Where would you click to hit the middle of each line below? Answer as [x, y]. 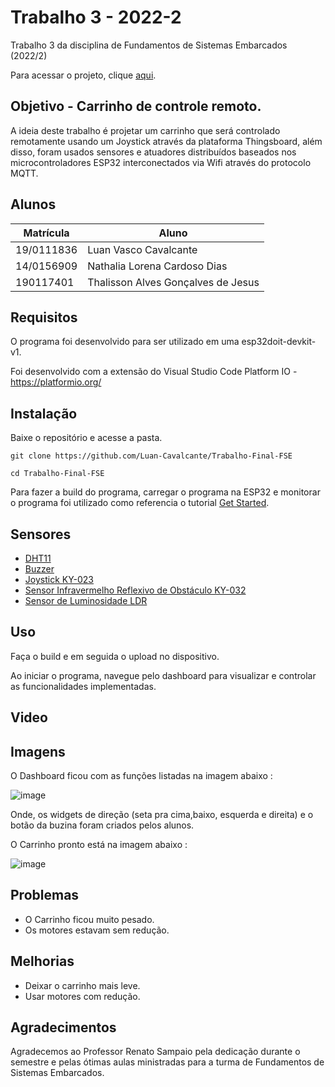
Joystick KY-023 [59, 579]
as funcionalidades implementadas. [83, 686]
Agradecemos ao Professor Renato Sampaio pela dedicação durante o [155, 1052]
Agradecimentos [63, 1027]
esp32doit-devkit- [279, 342]
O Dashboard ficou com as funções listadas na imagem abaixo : [141, 776]
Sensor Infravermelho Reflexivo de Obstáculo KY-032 [135, 590]
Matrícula [46, 233]
